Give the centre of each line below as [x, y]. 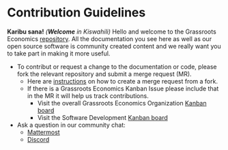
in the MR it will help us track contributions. [88, 96]
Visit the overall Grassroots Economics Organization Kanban [122, 103]
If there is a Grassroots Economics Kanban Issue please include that [123, 88]
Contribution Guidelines [76, 13]
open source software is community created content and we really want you [114, 46]
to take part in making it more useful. [59, 53]
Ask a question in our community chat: [71, 125]
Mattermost [43, 132]
